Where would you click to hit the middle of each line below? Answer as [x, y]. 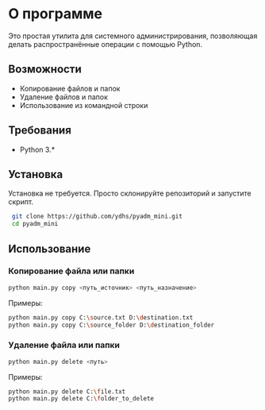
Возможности [45, 70]
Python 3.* [37, 149]
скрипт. [21, 202]
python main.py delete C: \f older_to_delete [81, 399]
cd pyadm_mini [35, 224]
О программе [56, 14]
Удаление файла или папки [64, 345]
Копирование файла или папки [71, 271]
